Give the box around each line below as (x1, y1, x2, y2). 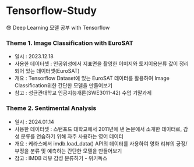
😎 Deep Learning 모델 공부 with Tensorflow (6, 24, 110, 31)
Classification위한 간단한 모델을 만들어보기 (14, 82, 112, 89)
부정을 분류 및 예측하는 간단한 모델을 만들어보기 (14, 147, 122, 154)
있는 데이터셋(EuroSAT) (25, 67, 80, 74)
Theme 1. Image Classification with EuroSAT (6, 39, 133, 47)
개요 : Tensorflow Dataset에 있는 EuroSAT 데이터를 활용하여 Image (14, 74, 170, 82)
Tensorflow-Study (6, 4, 97, 17)
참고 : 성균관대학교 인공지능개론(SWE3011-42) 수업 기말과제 (14, 89, 152, 97)
